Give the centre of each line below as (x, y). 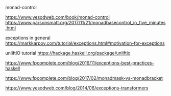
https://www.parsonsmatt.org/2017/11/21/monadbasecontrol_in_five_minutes (86, 23)
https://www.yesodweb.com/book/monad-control (57, 17)
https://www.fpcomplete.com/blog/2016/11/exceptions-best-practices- (80, 63)
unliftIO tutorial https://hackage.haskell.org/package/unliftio (68, 53)
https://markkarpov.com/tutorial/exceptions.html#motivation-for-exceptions (85, 43)
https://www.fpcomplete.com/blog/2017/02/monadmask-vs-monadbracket (84, 78)
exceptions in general (28, 38)
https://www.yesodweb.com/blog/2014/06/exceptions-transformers (77, 88)
